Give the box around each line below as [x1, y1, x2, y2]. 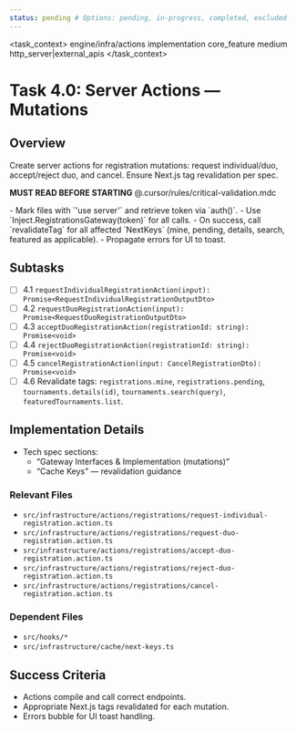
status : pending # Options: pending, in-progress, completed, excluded [9, 13, 287, 23]
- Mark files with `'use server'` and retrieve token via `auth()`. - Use [9, 204, 261, 215]
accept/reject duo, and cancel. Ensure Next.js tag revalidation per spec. [9, 170, 279, 180]
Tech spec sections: [22, 446, 98, 457]
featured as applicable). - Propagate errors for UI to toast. [9, 233, 226, 244]
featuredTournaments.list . [22, 396, 124, 407]
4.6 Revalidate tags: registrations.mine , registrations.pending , [22, 376, 266, 386]
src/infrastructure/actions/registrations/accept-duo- [22, 546, 236, 555]
